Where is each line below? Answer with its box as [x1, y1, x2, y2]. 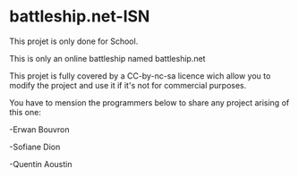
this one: [9, 106, 42, 117]
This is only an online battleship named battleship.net [9, 53, 206, 63]
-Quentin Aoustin [9, 158, 72, 169]
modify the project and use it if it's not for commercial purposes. [9, 80, 247, 90]
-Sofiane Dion [9, 141, 61, 152]
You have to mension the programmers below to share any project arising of [9, 97, 290, 108]
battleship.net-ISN [9, 6, 150, 27]
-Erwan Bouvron [9, 123, 70, 135]
